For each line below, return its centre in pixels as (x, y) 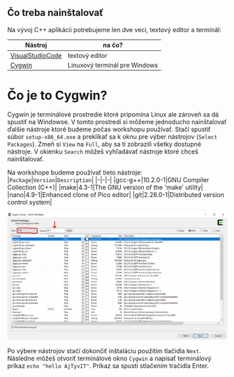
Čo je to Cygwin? (57, 95)
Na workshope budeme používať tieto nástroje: (75, 172)
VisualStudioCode (36, 55)
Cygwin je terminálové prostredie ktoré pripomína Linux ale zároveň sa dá (113, 114)
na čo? (113, 45)
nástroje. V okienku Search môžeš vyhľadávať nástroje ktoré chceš (103, 151)
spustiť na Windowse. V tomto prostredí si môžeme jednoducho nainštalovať (117, 122)
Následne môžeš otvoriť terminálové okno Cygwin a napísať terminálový (109, 358)
